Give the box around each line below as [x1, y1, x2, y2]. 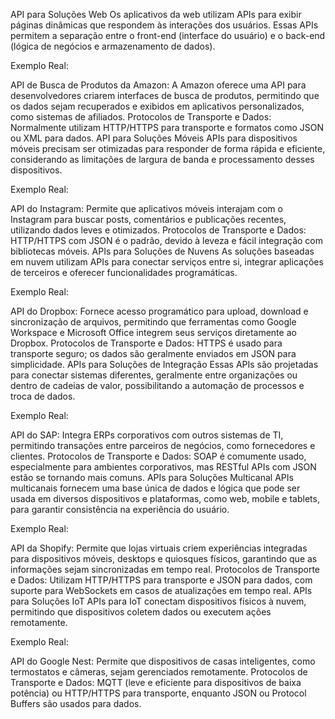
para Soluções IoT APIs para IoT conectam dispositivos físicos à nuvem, [10, 595, 307, 607]
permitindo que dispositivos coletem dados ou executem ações [10, 606, 272, 618]
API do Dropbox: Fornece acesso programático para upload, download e [10, 305, 309, 317]
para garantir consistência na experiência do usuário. [10, 504, 230, 515]
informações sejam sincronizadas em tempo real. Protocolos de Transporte [10, 564, 321, 575]
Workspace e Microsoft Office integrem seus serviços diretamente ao [10, 327, 297, 338]
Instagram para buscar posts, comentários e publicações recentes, [10, 214, 287, 225]
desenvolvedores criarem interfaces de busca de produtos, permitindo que [10, 90, 320, 101]
